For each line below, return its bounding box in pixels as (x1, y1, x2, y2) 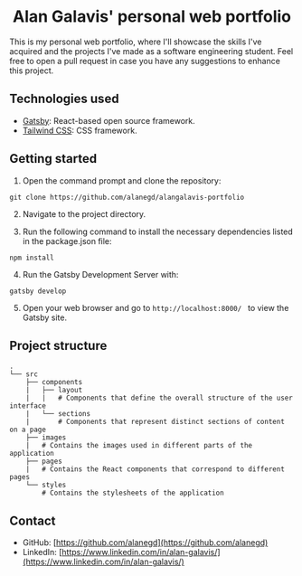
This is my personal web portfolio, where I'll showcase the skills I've (9, 36, 262, 47)
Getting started (9, 151, 98, 166)
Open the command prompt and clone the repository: (22, 175, 222, 186)
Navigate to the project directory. (22, 208, 146, 219)
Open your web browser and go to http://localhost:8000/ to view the (22, 302, 289, 313)
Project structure (9, 337, 108, 354)
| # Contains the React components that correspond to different (25, 465, 285, 474)
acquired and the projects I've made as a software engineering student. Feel (9, 45, 294, 56)
